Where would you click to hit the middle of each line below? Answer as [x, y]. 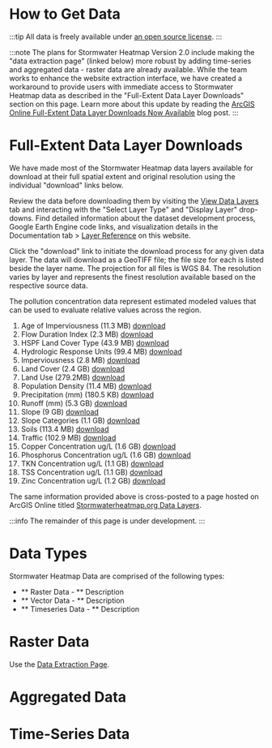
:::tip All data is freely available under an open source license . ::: [116, 37]
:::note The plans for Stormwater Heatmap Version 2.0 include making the [132, 52]
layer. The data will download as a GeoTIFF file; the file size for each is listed [136, 260]
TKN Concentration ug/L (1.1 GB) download [92, 463]
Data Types [48, 554]
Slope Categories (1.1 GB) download [80, 420]
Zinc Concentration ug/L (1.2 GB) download [93, 480]
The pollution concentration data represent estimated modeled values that [133, 301]
